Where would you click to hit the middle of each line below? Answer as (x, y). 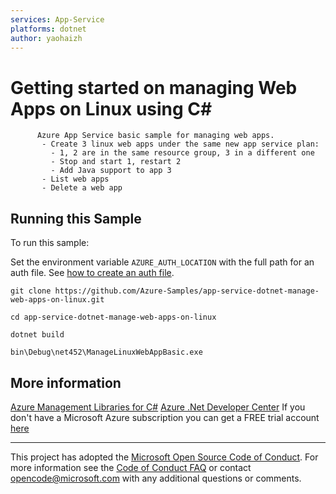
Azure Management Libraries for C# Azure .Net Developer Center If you (158, 407)
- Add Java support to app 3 (111, 171)
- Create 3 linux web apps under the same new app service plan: (180, 144)
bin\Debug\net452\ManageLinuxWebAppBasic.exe (106, 352)
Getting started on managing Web (154, 87)
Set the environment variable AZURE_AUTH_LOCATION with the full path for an (162, 262)
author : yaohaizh (46, 38)
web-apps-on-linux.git (57, 300)
